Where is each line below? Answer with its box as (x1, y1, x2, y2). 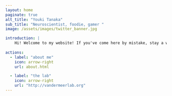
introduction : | (5, 36, 40, 41)
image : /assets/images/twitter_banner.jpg (5, 27, 97, 32)
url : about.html (14, 64, 50, 69)
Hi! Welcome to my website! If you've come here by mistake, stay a (14, 40, 164, 46)
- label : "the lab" (10, 74, 52, 79)
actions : (5, 50, 24, 55)
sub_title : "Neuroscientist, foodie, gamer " (5, 21, 104, 27)
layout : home (5, 7, 33, 13)
